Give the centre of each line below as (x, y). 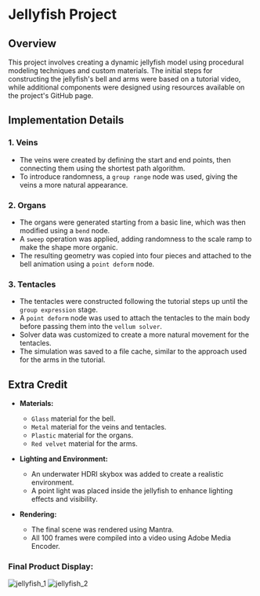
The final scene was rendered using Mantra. (102, 530)
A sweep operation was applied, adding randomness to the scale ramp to (135, 239)
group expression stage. (58, 310)
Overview (32, 44)
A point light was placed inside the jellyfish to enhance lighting (132, 491)
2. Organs (27, 205)
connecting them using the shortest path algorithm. (102, 168)
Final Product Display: (51, 567)
